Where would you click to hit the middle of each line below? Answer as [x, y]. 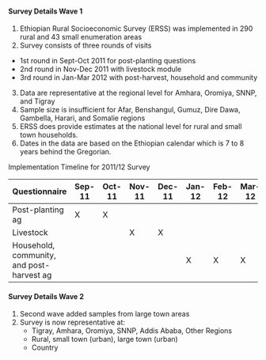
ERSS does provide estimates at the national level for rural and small [131, 127]
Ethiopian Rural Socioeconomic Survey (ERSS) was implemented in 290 [136, 28]
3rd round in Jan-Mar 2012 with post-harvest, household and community [139, 78]
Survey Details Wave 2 [46, 296]
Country [45, 347]
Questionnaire [40, 191]
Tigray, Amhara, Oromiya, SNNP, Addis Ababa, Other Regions [132, 331]
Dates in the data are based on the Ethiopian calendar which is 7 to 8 [132, 143]
